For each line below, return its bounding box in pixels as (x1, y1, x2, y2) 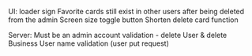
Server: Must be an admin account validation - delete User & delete (8, 31, 228, 39)
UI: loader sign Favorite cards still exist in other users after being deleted (8, 7, 245, 16)
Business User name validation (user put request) (8, 39, 170, 48)
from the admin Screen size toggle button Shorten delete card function (8, 15, 239, 24)
